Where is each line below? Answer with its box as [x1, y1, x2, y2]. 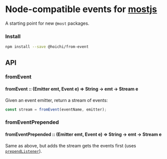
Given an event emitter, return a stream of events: [5, 97, 108, 103]
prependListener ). [5, 148, 42, 154]
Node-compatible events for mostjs [5, 4, 157, 15]
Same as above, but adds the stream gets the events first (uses [5, 142, 136, 148]
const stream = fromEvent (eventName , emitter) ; [5, 107, 107, 112]
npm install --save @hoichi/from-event [5, 44, 89, 49]
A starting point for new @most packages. [5, 20, 90, 26]
